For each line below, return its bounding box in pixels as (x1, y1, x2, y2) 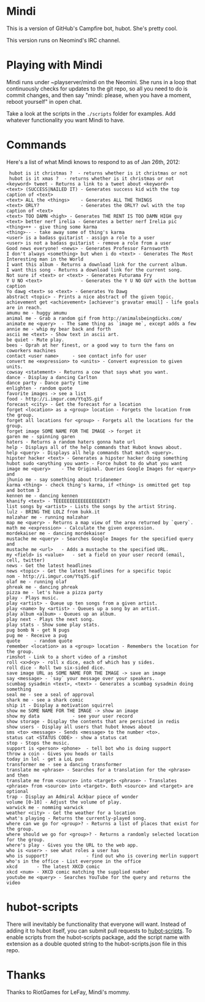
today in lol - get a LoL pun (6, 756, 84, 762)
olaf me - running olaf (6, 579, 68, 585)
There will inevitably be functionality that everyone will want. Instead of (6, 920, 187, 928)
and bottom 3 (6, 487, 40, 493)
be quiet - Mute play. (6, 337, 64, 343)
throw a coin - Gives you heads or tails (6, 751, 114, 757)
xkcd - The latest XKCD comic (6, 863, 100, 870)
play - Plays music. (6, 595, 60, 601)
